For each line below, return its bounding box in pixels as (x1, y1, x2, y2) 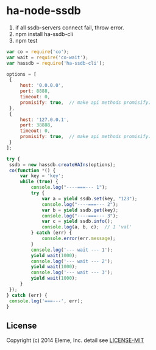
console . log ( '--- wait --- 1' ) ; (30, 247, 113, 253)
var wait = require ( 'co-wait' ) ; (6, 54, 88, 60)
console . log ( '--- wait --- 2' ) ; (30, 258, 113, 264)
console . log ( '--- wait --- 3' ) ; (30, 269, 113, 275)
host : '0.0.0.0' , (19, 82, 64, 89)
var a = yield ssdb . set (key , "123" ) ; (41, 195, 138, 202)
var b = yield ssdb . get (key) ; (41, 207, 119, 213)
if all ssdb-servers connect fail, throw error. (15, 24, 124, 31)
